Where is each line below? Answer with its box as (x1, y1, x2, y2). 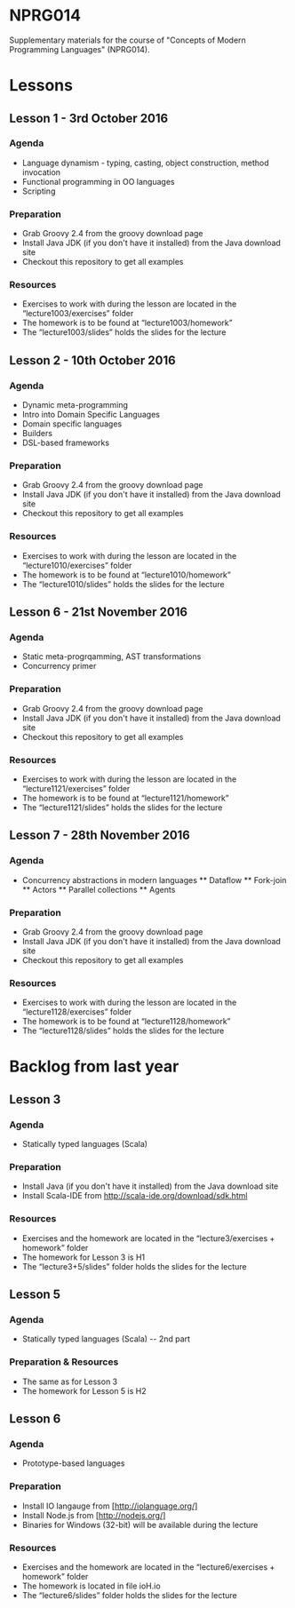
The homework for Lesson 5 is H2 (21, 1385, 147, 1396)
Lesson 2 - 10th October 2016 (9, 353, 176, 368)
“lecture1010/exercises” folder (21, 560, 132, 570)
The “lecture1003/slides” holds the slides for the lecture (21, 327, 227, 338)
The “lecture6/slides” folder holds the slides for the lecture (21, 1589, 237, 1600)
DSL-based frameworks (21, 437, 109, 449)
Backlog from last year (9, 1056, 179, 1077)
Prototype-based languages (21, 1458, 125, 1469)
